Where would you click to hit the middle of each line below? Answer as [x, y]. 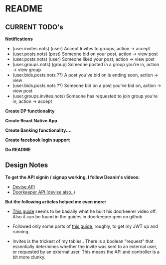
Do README [18, 149]
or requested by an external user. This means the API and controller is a [86, 252]
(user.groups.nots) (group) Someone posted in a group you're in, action [86, 64]
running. [21, 231]
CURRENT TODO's [34, 27]
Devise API [23, 186]
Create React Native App [31, 121]
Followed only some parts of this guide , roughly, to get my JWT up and [85, 226]
